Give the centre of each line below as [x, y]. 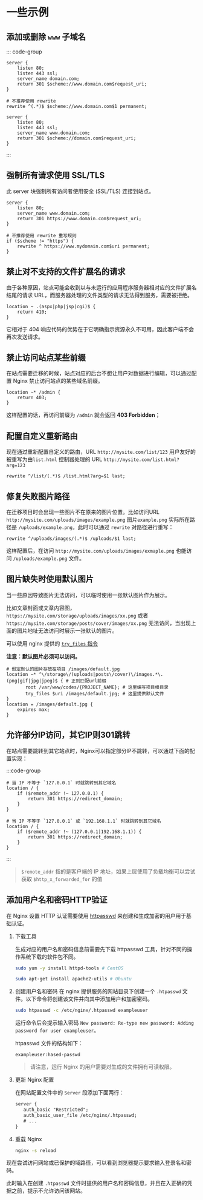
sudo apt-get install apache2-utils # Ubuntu [73, 979]
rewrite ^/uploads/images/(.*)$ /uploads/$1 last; [71, 539]
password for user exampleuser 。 [57, 1030]
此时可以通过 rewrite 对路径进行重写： [126, 527]
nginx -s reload [35, 1150]
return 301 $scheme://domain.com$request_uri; [77, 138]
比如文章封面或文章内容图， [41, 608]
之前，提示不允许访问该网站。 [48, 1191]
